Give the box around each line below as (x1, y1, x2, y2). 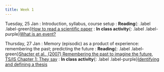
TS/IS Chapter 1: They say (5, 56, 58, 62)
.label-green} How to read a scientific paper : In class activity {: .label (5, 25, 144, 32)
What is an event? (20, 31, 56, 37)
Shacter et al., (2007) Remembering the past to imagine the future (19, 51, 152, 57)
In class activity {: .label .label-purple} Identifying (61, 56, 160, 62)
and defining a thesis (5, 61, 48, 67)
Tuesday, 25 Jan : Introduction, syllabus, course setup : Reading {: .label (5, 21, 151, 26)
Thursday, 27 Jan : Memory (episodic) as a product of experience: (5, 40, 139, 47)
